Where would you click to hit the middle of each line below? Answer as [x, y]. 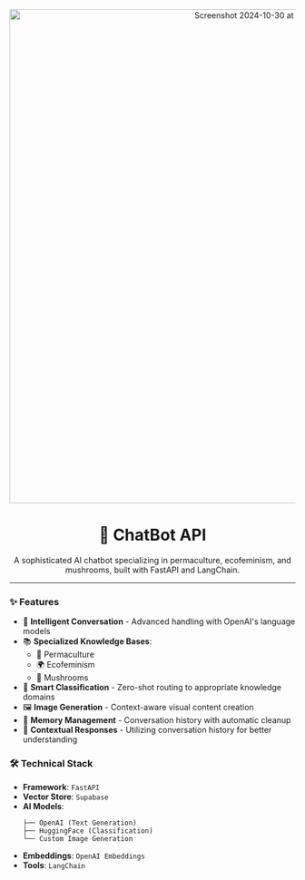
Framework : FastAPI [61, 787]
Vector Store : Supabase [65, 797]
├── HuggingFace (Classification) [88, 831]
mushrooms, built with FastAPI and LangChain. [152, 570]
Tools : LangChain [54, 865]
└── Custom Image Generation [78, 838]
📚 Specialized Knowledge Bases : [87, 641]
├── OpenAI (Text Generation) [80, 823]
